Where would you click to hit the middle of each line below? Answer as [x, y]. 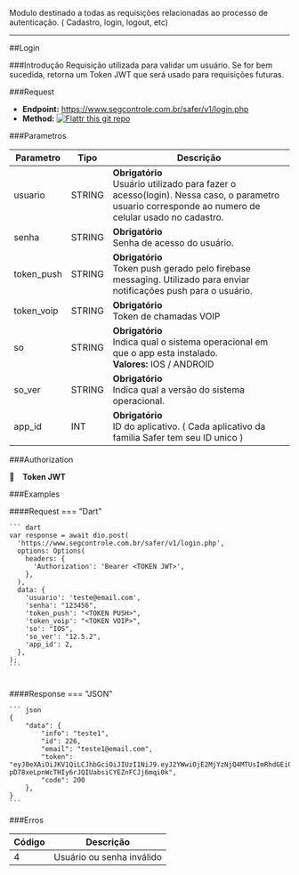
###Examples [35, 494]
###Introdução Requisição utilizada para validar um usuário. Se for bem [141, 65]
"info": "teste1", [75, 733]
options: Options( [52, 551]
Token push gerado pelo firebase [182, 268]
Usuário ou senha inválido [108, 857]
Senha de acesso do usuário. [173, 243]
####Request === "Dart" [56, 511]
